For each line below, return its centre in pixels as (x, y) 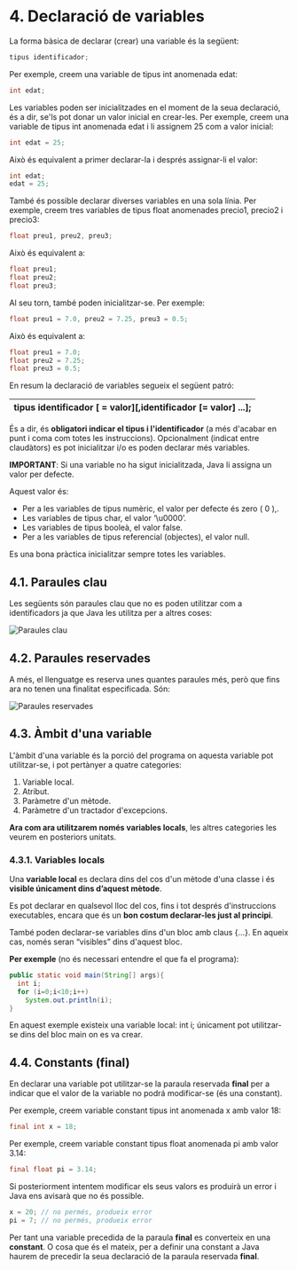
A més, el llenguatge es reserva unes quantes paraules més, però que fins (145, 679)
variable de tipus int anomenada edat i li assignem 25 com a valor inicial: (141, 126)
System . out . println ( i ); (69, 1000)
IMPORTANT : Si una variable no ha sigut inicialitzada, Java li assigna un (141, 465)
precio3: (24, 220)
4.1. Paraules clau (59, 582)
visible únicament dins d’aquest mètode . (86, 888)
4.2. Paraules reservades (80, 658)
